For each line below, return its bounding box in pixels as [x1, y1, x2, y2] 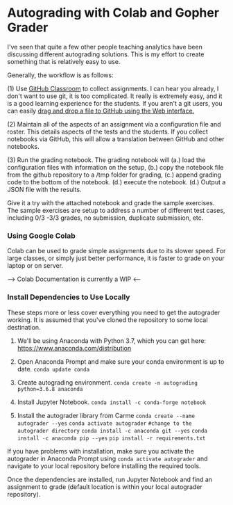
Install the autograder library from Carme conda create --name [17, 411, 196, 419]
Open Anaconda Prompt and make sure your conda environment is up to [17, 357, 225, 366]
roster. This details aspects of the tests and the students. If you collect [7, 127, 208, 136]
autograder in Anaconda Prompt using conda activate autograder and [7, 454, 208, 463]
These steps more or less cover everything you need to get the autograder [7, 308, 221, 316]
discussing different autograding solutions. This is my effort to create [7, 50, 205, 58]
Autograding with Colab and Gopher [7, 5, 220, 21]
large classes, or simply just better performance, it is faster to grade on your [7, 254, 225, 262]
